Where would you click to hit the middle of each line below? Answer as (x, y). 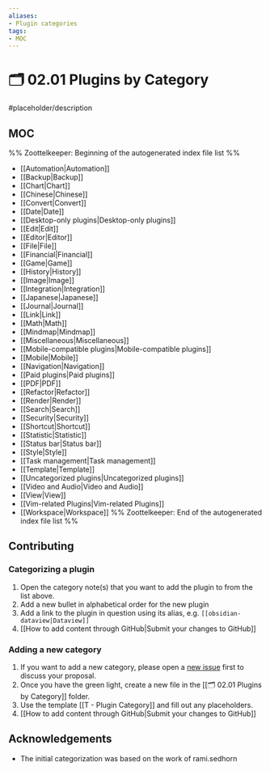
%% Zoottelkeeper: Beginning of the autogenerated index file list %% (124, 153)
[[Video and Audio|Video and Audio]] (82, 487)
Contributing (41, 546)
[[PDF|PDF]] (40, 383)
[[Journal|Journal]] (52, 306)
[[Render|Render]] (51, 400)
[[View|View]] (43, 495)
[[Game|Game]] (46, 263)
